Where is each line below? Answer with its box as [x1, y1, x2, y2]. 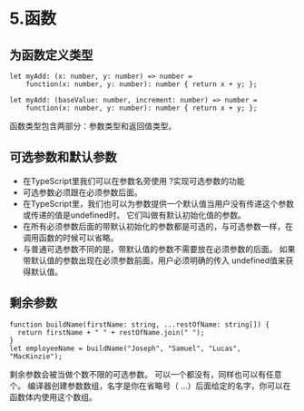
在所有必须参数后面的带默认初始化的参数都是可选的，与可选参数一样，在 [22, 220, 293, 231]
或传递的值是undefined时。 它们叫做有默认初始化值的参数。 [22, 210, 247, 220]
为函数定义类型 [9, 47, 93, 63]
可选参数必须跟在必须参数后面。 [22, 187, 142, 198]
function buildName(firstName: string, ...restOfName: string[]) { [9, 319, 270, 329]
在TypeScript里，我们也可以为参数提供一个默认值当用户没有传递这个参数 [22, 198, 295, 209]
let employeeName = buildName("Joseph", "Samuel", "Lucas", [9, 344, 242, 353]
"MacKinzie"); [9, 351, 64, 361]
